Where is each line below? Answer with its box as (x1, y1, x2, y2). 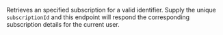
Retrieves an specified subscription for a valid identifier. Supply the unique (6, 6, 216, 14)
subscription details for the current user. (6, 21, 120, 28)
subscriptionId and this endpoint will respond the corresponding (6, 13, 189, 21)
